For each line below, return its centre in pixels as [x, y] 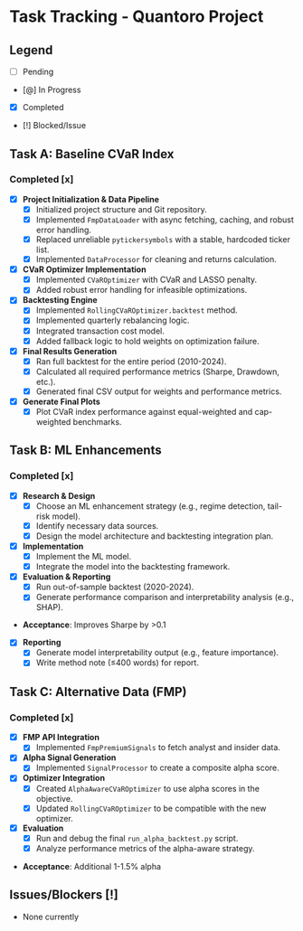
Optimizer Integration [64, 778]
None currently [51, 917]
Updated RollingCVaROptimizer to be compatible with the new [151, 808]
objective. [54, 798]
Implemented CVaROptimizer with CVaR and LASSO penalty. [147, 280]
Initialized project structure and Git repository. [121, 209]
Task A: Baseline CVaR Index [92, 154]
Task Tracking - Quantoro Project [137, 17]
